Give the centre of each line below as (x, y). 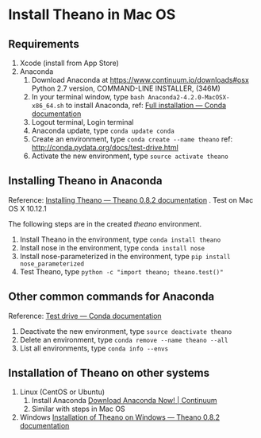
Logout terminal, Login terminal (83, 122)
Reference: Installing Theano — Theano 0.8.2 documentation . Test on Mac (131, 200)
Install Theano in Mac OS (92, 15)
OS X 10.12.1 (27, 208)
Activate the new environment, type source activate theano (130, 156)
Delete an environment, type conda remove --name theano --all (124, 339)
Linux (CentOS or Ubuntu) (62, 392)
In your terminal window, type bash (88, 97)
